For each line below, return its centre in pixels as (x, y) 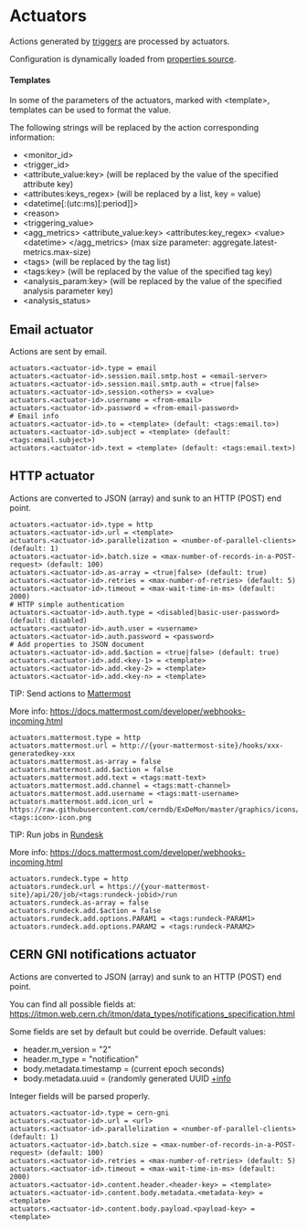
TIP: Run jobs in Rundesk (56, 834)
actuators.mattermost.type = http (75, 737)
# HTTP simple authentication (67, 604)
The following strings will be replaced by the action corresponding (134, 128)
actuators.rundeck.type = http (69, 878)
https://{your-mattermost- (159, 886)
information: (32, 137)
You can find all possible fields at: (73, 1004)
